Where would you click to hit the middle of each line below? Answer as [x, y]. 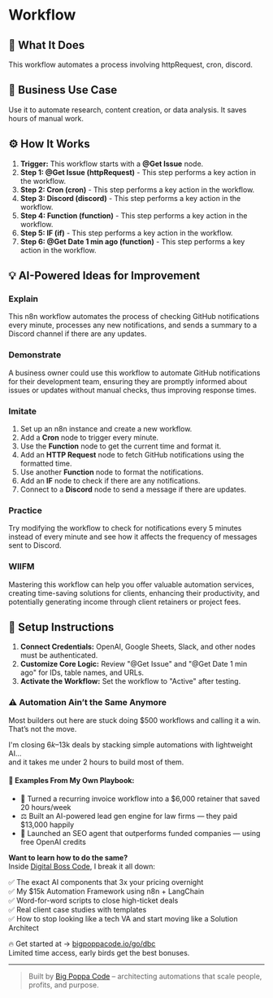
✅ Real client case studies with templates [78, 909]
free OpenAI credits [53, 842]
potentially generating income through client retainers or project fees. [125, 602]
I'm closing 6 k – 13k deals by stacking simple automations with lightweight [131, 744]
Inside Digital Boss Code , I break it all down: [82, 866]
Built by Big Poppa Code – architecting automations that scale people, [145, 976]
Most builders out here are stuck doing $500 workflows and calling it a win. [135, 720]
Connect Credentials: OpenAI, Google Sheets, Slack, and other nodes [138, 647]
